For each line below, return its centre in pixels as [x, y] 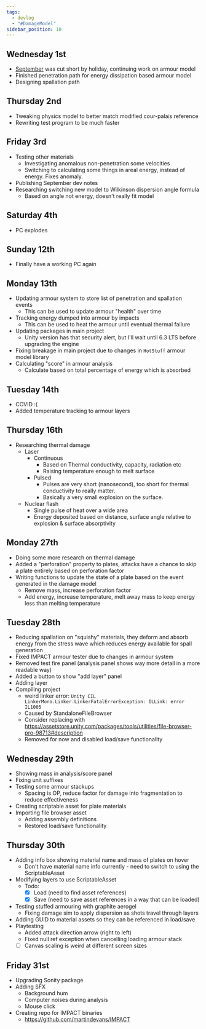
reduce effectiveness [51, 800]
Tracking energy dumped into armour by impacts [77, 318]
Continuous [48, 458]
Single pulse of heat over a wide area [81, 510]
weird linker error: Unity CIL [60, 696]
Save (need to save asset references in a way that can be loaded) [117, 900]
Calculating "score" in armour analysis [64, 364]
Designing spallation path [47, 82]
